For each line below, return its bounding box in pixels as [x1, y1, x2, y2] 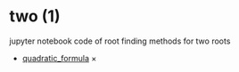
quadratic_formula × [21, 52, 97, 63]
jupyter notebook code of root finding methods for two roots [9, 36, 231, 46]
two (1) [9, 6, 61, 27]
